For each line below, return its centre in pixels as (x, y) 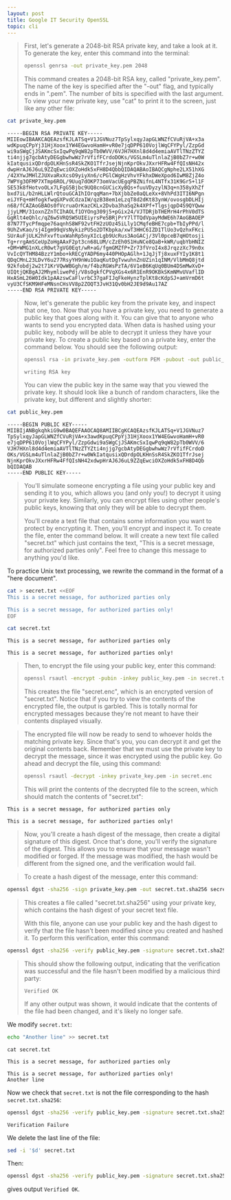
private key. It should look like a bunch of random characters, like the (122, 392)
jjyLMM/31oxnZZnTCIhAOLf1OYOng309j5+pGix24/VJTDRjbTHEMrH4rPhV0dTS (106, 212)
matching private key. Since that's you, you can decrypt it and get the (122, 742)
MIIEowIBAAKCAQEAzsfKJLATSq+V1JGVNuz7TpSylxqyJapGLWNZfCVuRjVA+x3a (106, 140)
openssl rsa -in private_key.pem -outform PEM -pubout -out (112, 360)
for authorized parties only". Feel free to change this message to (115, 550)
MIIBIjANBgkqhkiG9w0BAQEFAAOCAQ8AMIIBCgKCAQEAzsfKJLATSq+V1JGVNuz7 (106, 430)
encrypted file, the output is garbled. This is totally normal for (111, 706)
